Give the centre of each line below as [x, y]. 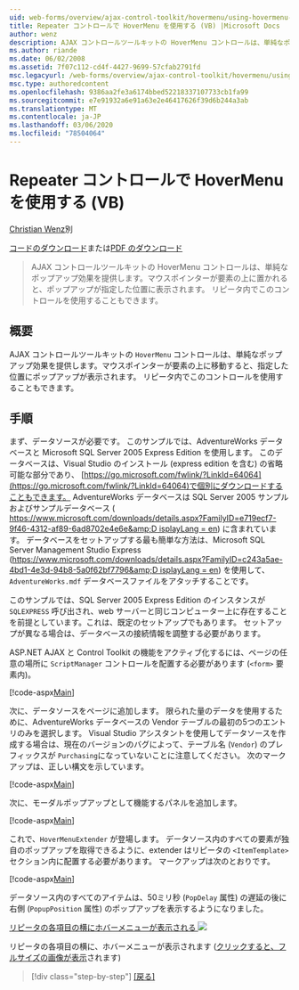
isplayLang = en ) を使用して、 [214, 570]
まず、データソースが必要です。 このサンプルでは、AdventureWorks [133, 441]
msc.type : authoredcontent [59, 84]
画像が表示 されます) [85, 958]
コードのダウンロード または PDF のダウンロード [96, 248]
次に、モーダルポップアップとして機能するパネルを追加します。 [125, 803]
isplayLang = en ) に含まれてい [214, 529]
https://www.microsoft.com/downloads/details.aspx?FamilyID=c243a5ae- [147, 560]
